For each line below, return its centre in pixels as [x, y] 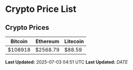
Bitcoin [19, 41]
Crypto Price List [41, 9]
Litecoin [74, 41]
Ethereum [47, 41]
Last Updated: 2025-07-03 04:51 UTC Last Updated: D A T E [66, 62]
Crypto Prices [27, 28]
